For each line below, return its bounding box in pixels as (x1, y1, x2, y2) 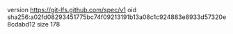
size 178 (37, 20, 61, 28)
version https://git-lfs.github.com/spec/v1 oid (7, 6, 137, 14)
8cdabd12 (7, 20, 36, 28)
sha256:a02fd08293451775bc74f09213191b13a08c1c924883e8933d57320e (7, 13, 227, 21)
